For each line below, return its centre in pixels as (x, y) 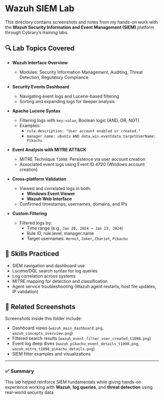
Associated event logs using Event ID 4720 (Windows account (82, 164)
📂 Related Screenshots (40, 306)
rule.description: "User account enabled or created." (83, 131)
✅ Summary (20, 371)
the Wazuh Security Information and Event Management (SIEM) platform (80, 27)
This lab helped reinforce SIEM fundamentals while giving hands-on (73, 382)
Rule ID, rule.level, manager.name (60, 233)
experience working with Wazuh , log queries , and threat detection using (79, 387)
